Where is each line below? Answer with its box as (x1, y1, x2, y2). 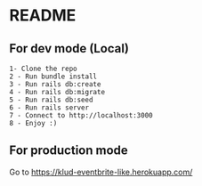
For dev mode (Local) (9, 41, 129, 56)
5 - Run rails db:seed (9, 95, 93, 104)
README (9, 5, 77, 26)
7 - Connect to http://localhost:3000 (9, 111, 153, 120)
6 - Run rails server (9, 103, 90, 112)
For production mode (9, 143, 129, 158)
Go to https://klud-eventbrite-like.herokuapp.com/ (9, 166, 193, 177)
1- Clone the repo (9, 64, 77, 73)
